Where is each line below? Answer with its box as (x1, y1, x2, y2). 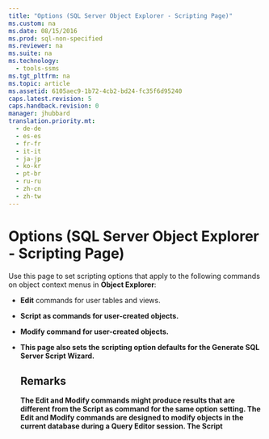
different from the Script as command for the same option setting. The (19, 404, 261, 414)
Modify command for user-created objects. (19, 327, 170, 336)
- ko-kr (15, 163, 42, 171)
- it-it (15, 147, 42, 155)
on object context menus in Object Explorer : (8, 280, 157, 289)
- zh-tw (15, 192, 42, 201)
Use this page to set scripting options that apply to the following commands (8, 271, 261, 281)
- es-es (15, 132, 42, 140)
